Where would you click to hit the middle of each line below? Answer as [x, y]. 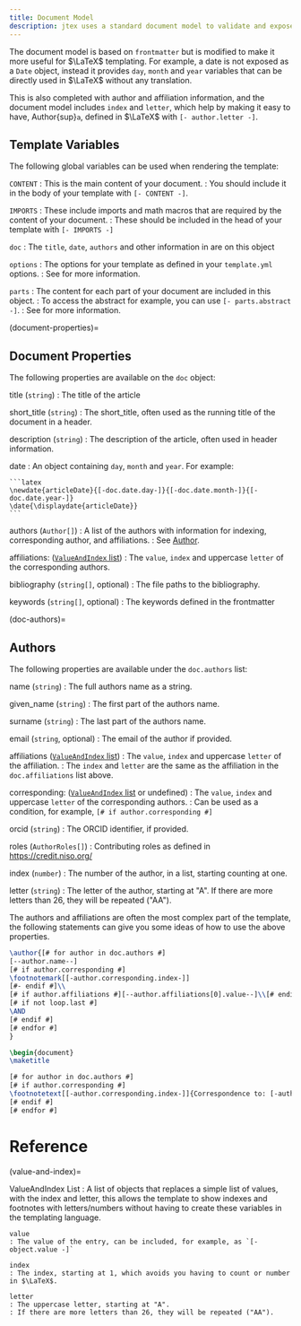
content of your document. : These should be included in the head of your [146, 220]
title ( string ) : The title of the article [75, 395]
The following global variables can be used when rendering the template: [144, 166]
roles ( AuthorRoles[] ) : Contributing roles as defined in [110, 846]
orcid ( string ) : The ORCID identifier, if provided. [99, 829]
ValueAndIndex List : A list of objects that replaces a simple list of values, [144, 1189]
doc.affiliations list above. [61, 775]
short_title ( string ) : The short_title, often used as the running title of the [142, 413]
